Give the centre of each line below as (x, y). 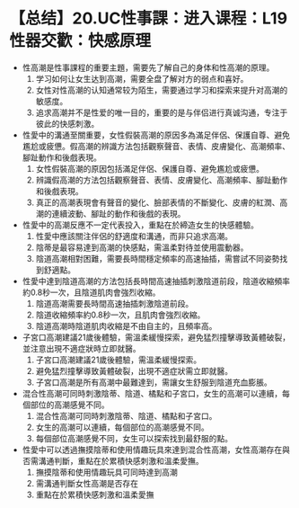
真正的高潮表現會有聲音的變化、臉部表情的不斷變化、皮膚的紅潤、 (158, 202)
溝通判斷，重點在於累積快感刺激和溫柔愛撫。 (121, 460)
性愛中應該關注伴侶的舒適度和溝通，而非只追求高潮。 (134, 236)
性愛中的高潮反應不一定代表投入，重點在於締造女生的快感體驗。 (140, 225)
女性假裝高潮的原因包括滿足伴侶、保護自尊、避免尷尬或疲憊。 (150, 168)
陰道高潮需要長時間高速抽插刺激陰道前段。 (114, 303)
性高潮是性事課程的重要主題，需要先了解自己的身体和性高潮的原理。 (148, 67)
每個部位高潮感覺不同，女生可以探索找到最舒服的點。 (134, 438)
